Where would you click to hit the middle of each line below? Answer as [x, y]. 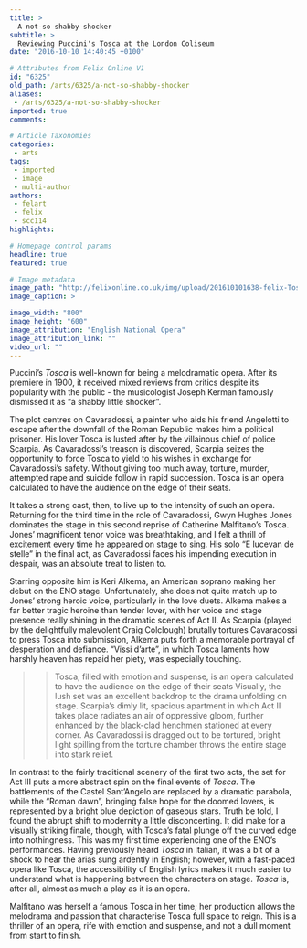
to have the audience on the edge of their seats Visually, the [168, 687]
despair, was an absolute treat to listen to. [88, 564]
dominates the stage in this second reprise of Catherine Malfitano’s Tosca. [149, 525]
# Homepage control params [61, 246]
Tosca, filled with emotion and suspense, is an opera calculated [174, 676]
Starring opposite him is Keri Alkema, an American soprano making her [143, 581]
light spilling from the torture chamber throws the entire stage [170, 745]
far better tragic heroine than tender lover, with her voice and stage [136, 611]
